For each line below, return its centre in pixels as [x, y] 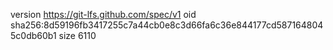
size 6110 [77, 35]
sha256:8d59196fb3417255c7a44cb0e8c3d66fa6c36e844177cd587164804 [167, 25]
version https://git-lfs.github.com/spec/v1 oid [103, 14]
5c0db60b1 [33, 35]
